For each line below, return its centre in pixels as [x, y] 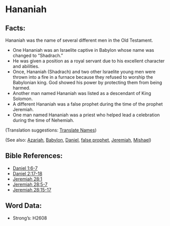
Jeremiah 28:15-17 [32, 189]
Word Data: [24, 206]
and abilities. [26, 66]
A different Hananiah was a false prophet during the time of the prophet [88, 104]
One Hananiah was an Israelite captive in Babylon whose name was [83, 50]
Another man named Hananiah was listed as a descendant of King [82, 93]
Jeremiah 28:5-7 [30, 184]
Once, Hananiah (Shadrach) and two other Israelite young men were [84, 72]
